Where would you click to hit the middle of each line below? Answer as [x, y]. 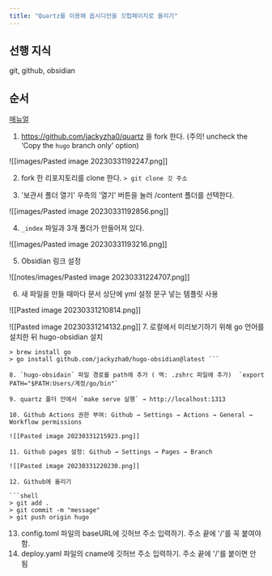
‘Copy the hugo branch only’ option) [80, 146]
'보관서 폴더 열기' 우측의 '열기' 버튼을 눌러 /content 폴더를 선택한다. [127, 195]
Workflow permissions [46, 422]
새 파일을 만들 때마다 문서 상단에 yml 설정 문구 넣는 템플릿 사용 [119, 294]
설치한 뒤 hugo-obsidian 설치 [56, 337]
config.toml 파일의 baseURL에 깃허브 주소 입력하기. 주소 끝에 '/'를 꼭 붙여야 [141, 533]
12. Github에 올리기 [40, 482]
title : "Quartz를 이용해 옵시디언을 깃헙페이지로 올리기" [93, 16]
